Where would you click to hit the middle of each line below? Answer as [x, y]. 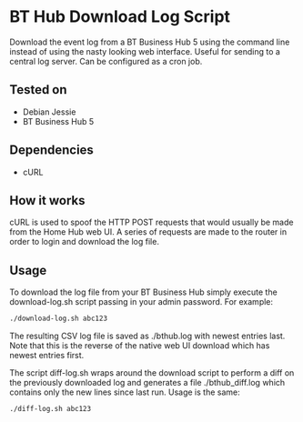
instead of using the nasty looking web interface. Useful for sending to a [145, 51]
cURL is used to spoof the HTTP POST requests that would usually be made [151, 222]
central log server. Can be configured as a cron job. [106, 61]
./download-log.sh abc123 [58, 319]
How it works [47, 201]
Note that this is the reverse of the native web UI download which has [140, 346]
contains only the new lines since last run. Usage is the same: [125, 392]
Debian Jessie [49, 112]
